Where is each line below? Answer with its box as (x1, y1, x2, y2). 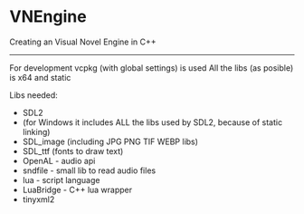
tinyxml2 (22, 193, 55, 205)
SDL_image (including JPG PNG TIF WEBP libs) (22, 136, 199, 147)
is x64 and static (9, 72, 71, 83)
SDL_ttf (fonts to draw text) (22, 145, 124, 156)
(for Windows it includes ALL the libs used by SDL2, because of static (22, 116, 283, 128)
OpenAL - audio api (22, 155, 96, 166)
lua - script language (22, 174, 100, 185)
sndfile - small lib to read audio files (22, 165, 157, 176)
